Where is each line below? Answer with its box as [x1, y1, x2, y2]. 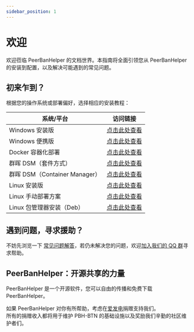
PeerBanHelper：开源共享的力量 [6, 268, 125, 278]
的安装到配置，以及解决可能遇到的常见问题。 [6, 64, 115, 71]
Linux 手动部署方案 [9, 192, 61, 201]
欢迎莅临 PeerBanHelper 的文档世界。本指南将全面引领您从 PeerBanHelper [6, 57, 187, 64]
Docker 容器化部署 [9, 148, 61, 157]
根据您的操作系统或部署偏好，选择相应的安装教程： [6, 99, 130, 107]
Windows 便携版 [9, 137, 55, 145]
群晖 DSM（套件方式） [9, 160, 72, 168]
